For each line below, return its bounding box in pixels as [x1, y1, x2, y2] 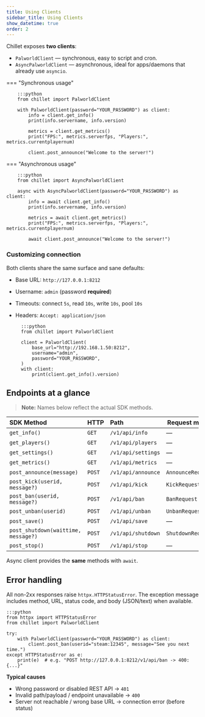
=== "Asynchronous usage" [6, 160, 76, 168]
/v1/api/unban [109, 508, 151, 515]
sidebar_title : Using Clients [6, 15, 84, 21]
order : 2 [6, 26, 29, 32]
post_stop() [9, 542, 45, 549]
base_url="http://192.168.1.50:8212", [31, 344, 131, 351]
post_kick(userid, [9, 478, 63, 485]
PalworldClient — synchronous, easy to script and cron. [15, 54, 157, 62]
